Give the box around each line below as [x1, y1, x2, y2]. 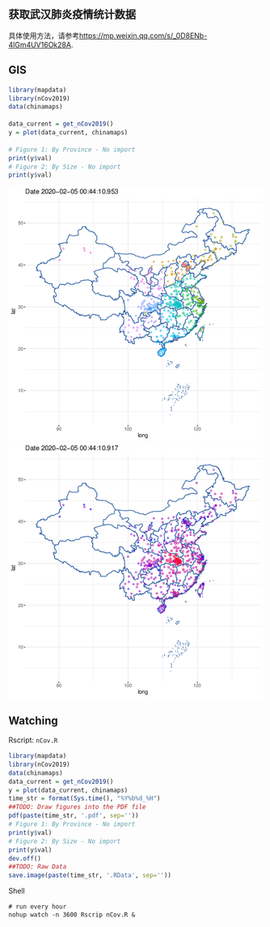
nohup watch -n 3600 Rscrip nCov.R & [8, 911, 136, 919]
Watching [8, 713, 58, 727]
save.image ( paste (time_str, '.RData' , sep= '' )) [8, 871, 172, 880]
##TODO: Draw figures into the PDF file [8, 803, 147, 811]
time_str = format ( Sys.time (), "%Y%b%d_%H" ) [8, 794, 161, 803]
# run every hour [8, 903, 67, 911]
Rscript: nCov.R [8, 735, 58, 745]
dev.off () [8, 854, 42, 862]
